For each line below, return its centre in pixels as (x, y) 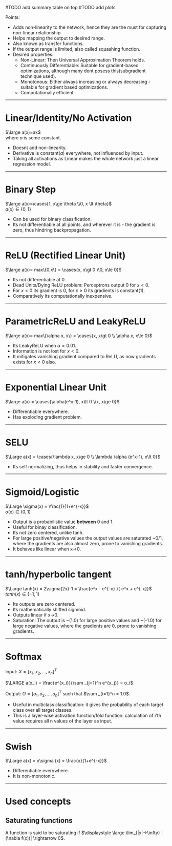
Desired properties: (33, 54)
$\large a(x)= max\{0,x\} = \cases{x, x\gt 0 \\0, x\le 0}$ (63, 270)
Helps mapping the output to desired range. (59, 38)
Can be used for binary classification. (52, 219)
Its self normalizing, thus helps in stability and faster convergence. (83, 466)
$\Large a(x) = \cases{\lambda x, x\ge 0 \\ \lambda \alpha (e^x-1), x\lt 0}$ (83, 457)
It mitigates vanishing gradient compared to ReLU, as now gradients (84, 356)
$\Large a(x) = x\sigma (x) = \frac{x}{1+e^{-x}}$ (56, 761)
